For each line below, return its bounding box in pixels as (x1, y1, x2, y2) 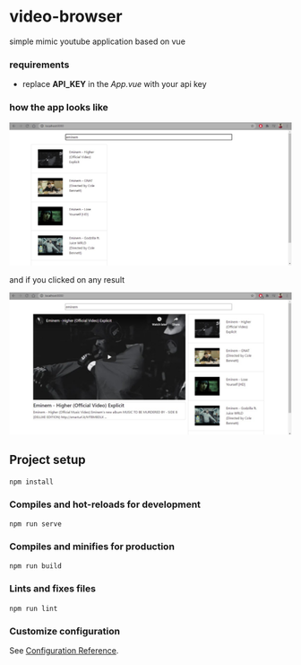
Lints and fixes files (9, 582, 97, 595)
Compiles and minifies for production (9, 540, 175, 553)
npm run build (9, 562, 63, 571)
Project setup (9, 452, 87, 468)
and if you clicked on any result (9, 274, 125, 284)
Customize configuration (9, 625, 121, 637)
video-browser (9, 6, 123, 27)
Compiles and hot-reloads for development (9, 498, 202, 511)
